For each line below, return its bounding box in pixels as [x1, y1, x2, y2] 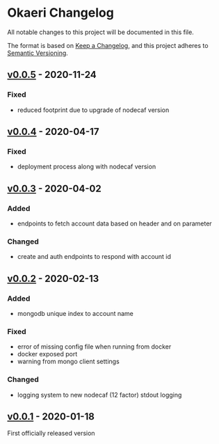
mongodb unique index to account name [17, 309, 133, 317]
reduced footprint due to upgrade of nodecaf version [17, 106, 170, 114]
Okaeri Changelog [7, 5, 115, 21]
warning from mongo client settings [17, 357, 120, 366]
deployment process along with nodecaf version [17, 162, 156, 171]
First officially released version [7, 429, 95, 438]
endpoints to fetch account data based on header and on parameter [17, 219, 212, 228]
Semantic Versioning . [7, 49, 68, 57]
